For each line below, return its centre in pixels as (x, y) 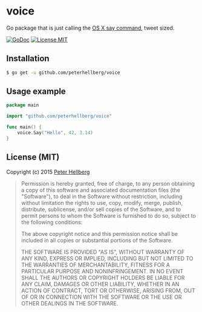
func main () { (24, 127)
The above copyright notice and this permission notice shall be (99, 233)
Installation (28, 59)
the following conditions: (52, 222)
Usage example (36, 92)
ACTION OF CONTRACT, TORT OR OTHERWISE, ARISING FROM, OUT (108, 290)
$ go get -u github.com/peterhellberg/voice (63, 73)
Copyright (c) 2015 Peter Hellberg (48, 172)
